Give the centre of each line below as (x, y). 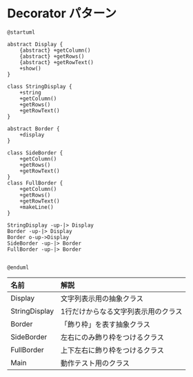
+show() (30, 68)
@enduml (18, 267)
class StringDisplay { (40, 86)
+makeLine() (37, 207)
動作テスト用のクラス (95, 363)
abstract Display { (35, 44)
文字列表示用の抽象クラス (102, 298)
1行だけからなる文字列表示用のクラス (122, 312)
